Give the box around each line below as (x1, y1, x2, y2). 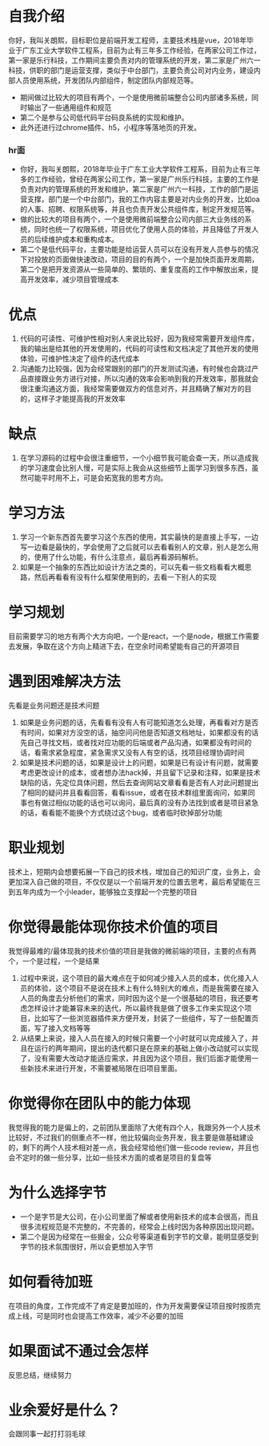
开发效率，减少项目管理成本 (26, 274, 118, 285)
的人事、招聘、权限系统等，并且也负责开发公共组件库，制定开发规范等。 (19, 205, 259, 214)
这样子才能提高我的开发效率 (34, 394, 126, 403)
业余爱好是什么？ (8, 1401, 122, 1420)
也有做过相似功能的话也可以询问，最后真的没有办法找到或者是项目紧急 (26, 797, 259, 807)
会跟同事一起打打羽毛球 (8, 1429, 86, 1439)
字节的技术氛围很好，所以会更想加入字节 (19, 1241, 154, 1251)
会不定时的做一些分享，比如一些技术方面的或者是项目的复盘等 (8, 1152, 212, 1162)
